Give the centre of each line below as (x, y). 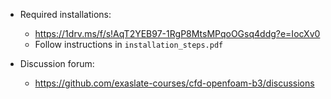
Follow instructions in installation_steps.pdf (129, 44)
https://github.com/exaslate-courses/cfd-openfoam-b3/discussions (174, 83)
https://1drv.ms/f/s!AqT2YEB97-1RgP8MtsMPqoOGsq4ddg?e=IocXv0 (177, 33)
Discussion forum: (57, 63)
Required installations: (65, 14)
